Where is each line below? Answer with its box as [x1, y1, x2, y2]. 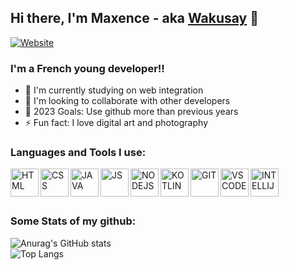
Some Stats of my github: [10, 214, 137, 228]
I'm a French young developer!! [10, 61, 165, 75]
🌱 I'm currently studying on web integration [24, 84, 204, 96]
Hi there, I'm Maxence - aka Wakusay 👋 [10, 10, 260, 27]
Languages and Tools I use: [10, 146, 147, 160]
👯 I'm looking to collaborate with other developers [24, 95, 231, 107]
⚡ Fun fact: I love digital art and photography [24, 117, 208, 129]
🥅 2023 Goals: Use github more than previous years [24, 106, 239, 118]
